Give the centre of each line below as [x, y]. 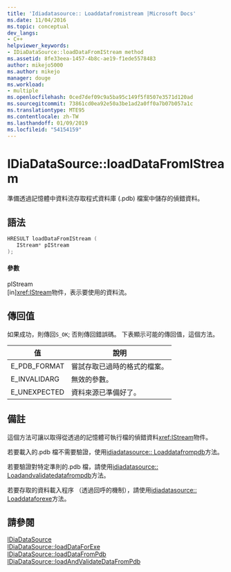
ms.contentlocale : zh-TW [43, 116]
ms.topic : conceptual [38, 26]
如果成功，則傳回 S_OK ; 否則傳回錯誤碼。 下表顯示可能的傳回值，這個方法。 [113, 334]
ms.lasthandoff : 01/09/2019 [48, 123]
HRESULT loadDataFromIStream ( [52, 239]
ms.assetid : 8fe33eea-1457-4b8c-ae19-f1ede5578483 [82, 59]
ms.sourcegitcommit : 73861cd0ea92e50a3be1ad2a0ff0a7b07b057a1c [100, 104]
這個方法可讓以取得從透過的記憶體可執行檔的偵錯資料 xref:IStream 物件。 [110, 437]
